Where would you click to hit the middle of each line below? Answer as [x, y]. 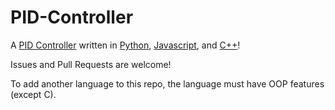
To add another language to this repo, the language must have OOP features [167, 83]
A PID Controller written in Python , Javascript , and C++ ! [125, 45]
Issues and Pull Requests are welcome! [91, 64]
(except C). [33, 94]
